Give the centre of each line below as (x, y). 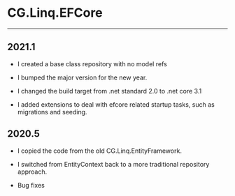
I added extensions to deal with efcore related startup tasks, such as (116, 104)
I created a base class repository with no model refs (92, 63)
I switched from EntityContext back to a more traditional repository (113, 164)
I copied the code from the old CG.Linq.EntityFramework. (99, 151)
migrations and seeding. (52, 112)
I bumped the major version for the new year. (82, 77)
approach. (32, 172)
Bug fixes (31, 185)
